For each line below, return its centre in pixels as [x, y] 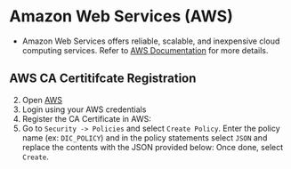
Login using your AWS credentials [84, 109]
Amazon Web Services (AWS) [121, 16]
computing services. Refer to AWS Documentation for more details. [145, 50]
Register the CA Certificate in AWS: [86, 118]
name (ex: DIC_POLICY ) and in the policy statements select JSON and [145, 137]
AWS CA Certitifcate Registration [103, 79]
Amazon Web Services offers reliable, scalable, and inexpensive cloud [151, 41]
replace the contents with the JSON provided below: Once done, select [153, 147]
